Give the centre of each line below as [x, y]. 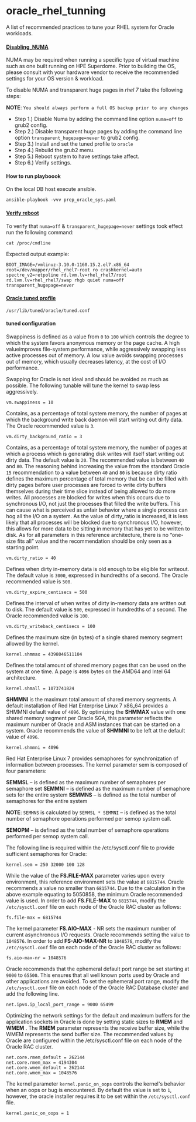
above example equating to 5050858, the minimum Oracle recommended [94, 894]
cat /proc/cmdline [28, 243]
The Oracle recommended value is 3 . [50, 426]
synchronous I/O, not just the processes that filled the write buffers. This [93, 503]
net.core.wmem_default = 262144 [45, 1067]
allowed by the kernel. [33, 643]
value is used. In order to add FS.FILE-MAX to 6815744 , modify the [86, 901]
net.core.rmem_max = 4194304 [42, 1062]
